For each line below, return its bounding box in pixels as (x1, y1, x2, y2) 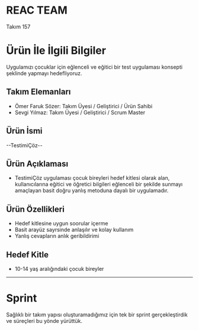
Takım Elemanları (6, 87, 71, 97)
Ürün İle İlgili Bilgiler (6, 44, 107, 57)
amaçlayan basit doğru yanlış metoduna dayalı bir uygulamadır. (14, 187, 169, 194)
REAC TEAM (6, 4, 68, 17)
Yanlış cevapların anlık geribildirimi (14, 232, 99, 240)
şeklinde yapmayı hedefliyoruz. (6, 69, 82, 77)
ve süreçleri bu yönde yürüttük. (6, 317, 83, 324)
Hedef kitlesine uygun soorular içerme (14, 220, 108, 227)
